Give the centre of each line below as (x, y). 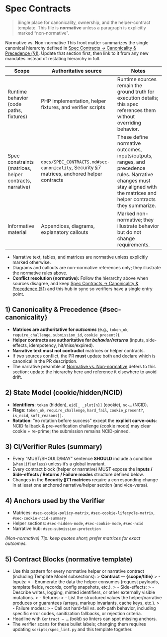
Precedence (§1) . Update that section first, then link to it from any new (77, 53)
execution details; (138, 98)
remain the (130, 85)
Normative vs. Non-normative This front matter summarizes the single (77, 42)
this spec (128, 104)
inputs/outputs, (135, 156)
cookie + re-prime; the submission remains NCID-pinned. (71, 431)
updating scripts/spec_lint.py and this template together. (72, 629)
